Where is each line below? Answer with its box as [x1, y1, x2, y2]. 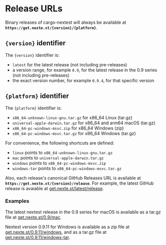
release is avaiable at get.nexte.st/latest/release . [5, 185, 104, 191]
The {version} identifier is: [5, 52, 59, 58]
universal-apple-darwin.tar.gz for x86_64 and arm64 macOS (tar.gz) [12, 120, 156, 126]
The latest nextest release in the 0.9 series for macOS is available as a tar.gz [5, 209, 161, 215]
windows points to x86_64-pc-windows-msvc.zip [12, 160, 107, 166]
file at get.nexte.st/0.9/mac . [5, 214, 62, 220]
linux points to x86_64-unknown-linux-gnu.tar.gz [12, 149, 113, 155]
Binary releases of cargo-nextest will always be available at [5, 19, 126, 25]
